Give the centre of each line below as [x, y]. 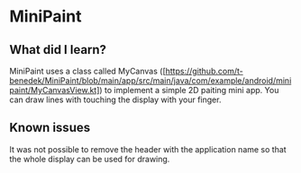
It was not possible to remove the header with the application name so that [148, 149]
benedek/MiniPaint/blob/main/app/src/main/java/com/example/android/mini [150, 81]
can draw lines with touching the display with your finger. [115, 99]
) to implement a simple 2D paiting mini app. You [189, 90]
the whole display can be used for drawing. [90, 159]
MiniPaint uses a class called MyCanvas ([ [87, 71]
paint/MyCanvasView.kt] [55, 90]
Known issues [50, 128]
